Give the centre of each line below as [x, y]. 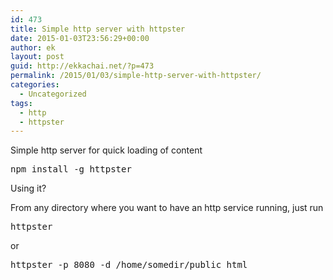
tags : [21, 103]
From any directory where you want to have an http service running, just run [167, 208]
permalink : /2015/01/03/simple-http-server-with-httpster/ [136, 76]
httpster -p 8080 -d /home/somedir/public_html [129, 265]
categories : [35, 85]
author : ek [33, 47]
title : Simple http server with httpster [98, 29]
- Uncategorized [53, 94]
